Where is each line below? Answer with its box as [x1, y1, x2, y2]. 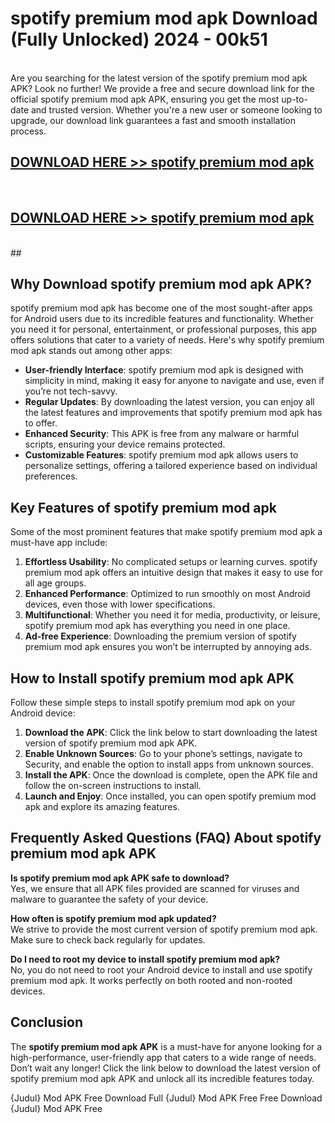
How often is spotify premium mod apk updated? [10, 912, 217, 924]
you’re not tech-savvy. [24, 385, 118, 397]
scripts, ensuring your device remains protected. [24, 438, 226, 451]
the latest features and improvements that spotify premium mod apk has [24, 407, 323, 419]
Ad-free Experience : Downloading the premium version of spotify [24, 630, 297, 642]
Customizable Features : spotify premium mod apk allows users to [24, 449, 299, 461]
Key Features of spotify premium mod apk [10, 499, 277, 516]
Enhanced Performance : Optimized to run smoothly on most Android [24, 588, 311, 600]
